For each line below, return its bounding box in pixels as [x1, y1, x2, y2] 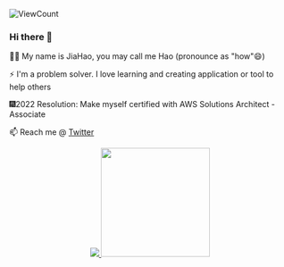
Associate [9, 109, 46, 120]
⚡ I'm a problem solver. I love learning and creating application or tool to [9, 69, 274, 79]
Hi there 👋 [9, 30, 54, 43]
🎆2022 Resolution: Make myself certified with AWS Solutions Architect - [9, 99, 275, 110]
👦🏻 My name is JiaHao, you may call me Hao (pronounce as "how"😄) [9, 51, 265, 62]
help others [9, 81, 52, 93]
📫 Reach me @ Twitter [9, 127, 95, 138]
